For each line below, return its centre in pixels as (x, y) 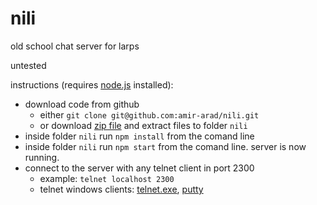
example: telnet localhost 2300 (107, 178)
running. (42, 157)
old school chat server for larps (75, 46)
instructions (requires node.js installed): (92, 84)
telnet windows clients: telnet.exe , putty (121, 189)
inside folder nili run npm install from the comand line (139, 136)
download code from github (82, 104)
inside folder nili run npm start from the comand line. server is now (165, 146)
